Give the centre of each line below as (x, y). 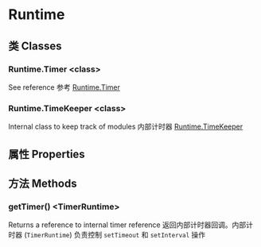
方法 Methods (43, 183)
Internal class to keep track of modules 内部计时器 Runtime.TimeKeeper (126, 127)
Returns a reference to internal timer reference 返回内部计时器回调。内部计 (130, 225)
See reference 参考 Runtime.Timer (64, 87)
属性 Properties (47, 154)
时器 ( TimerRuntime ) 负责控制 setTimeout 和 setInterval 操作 (107, 235)
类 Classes (35, 46)
